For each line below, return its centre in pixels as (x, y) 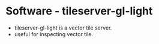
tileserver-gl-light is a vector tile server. (63, 28)
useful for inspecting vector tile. (54, 34)
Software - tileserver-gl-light (79, 11)
